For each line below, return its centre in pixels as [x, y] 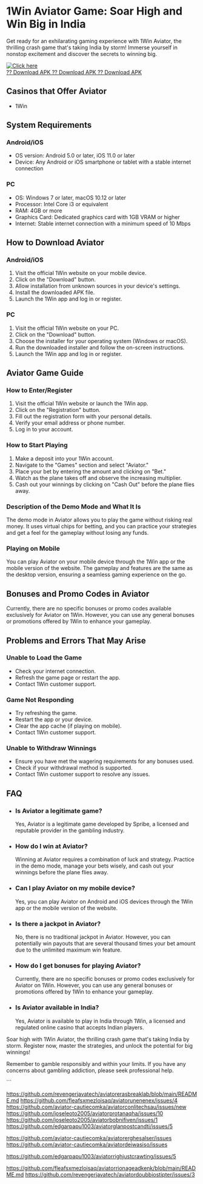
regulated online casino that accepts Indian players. [79, 1027]
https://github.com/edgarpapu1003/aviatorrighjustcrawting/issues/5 [92, 1156]
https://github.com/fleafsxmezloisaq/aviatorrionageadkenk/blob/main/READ [101, 1168]
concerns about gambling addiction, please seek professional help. [90, 1070]
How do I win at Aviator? [51, 846]
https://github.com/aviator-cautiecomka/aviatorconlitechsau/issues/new [96, 1107]
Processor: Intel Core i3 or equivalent [62, 204]
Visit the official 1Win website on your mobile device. [81, 273]
